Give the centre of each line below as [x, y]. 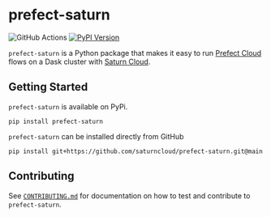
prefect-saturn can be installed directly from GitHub [96, 136]
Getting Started [48, 87]
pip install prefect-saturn [56, 121]
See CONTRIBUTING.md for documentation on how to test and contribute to [129, 195]
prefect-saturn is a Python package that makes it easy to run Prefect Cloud [135, 53]
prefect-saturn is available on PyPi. [68, 106]
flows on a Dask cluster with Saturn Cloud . [80, 62]
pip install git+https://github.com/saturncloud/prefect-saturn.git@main [136, 151]
